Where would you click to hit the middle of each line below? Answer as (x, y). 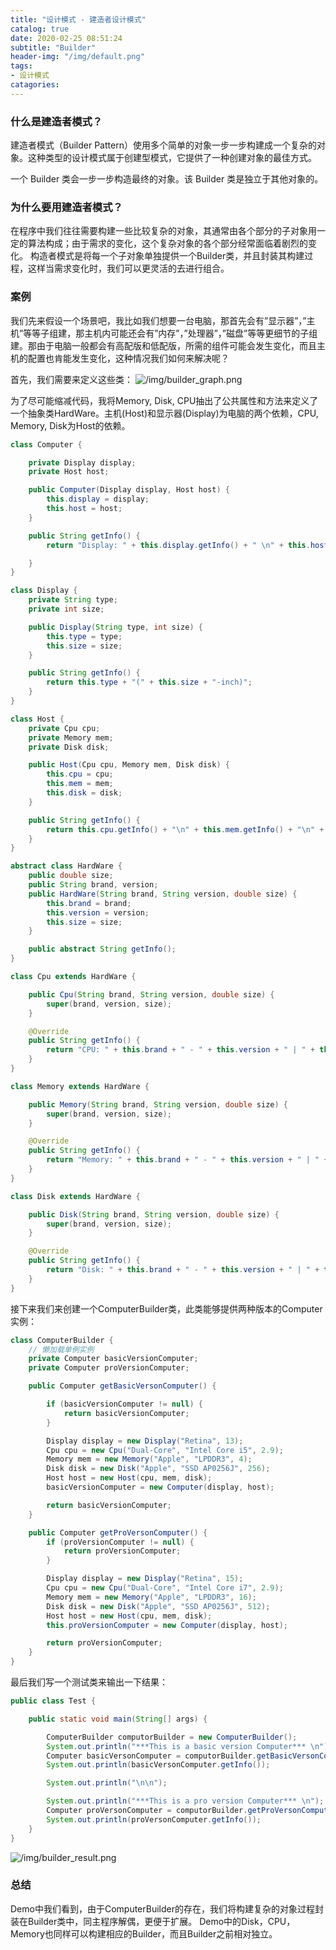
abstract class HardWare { (66, 866)
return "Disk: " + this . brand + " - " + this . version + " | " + (183, 1270)
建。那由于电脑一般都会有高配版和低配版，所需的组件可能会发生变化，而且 (163, 345)
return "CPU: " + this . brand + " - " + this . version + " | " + (181, 1050)
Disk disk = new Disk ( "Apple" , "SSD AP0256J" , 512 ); (158, 1606)
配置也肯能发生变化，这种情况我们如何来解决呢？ (128, 358)
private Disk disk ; (69, 747)
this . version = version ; (98, 912)
